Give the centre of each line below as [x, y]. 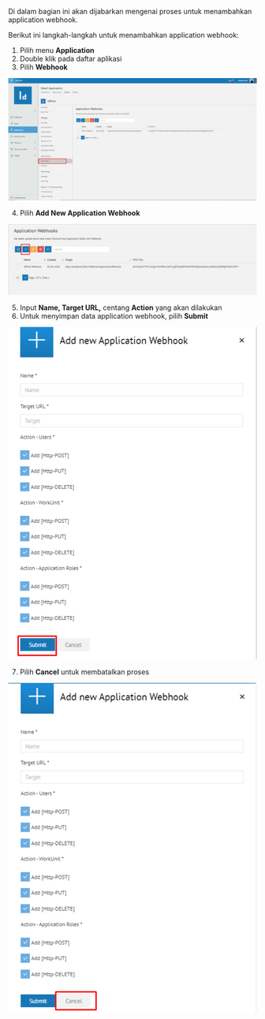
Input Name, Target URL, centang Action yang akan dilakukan [121, 308]
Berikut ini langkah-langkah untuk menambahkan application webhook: [123, 35]
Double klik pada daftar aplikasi [71, 59]
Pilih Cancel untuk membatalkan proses [84, 672]
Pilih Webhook [44, 67]
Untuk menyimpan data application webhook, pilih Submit [114, 315]
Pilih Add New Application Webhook [80, 213]
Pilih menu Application [57, 50]
